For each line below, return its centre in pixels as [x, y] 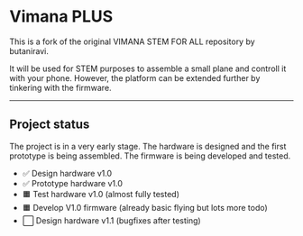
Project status [50, 125]
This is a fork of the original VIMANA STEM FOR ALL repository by [132, 41]
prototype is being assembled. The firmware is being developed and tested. [150, 156]
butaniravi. [29, 50]
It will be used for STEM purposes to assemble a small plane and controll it [148, 68]
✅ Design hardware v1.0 [67, 173]
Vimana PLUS [61, 17]
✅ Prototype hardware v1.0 [73, 183]
